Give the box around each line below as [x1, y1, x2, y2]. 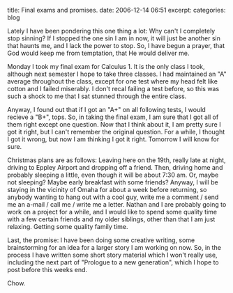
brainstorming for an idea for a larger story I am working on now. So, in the [7, 244, 222, 251]
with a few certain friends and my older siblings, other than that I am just [7, 215, 216, 223]
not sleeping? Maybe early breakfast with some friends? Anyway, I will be [7, 178, 218, 187]
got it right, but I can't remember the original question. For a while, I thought [7, 128, 225, 136]
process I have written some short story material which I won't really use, [7, 251, 218, 259]
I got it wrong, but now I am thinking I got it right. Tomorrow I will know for [7, 135, 220, 143]
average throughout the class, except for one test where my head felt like [7, 77, 218, 86]
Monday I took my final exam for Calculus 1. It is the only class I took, [7, 63, 205, 70]
